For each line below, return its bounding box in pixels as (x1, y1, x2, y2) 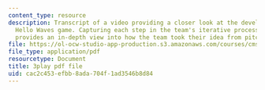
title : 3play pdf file (8, 63, 83, 70)
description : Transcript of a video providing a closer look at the (8, 19, 238, 27)
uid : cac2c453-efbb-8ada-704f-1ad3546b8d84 (8, 70, 154, 77)
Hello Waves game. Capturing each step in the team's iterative (15, 26, 231, 34)
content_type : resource (8, 11, 87, 20)
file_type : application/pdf (8, 48, 101, 56)
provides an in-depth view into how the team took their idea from (15, 33, 242, 41)
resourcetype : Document (8, 56, 87, 63)
